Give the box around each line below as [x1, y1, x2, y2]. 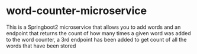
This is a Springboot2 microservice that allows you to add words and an [6, 23, 181, 31]
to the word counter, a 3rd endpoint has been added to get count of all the [6, 36, 187, 43]
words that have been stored [6, 42, 76, 49]
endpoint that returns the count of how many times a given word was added [6, 29, 191, 36]
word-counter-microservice [6, 4, 147, 18]
